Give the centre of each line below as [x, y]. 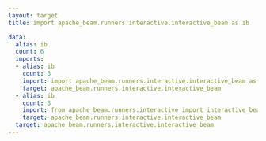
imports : [30, 59]
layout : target [33, 15]
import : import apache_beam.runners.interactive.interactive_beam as [140, 81]
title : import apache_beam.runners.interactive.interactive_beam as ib [129, 23]
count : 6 [30, 52]
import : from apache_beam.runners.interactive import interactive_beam [143, 110]
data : [17, 37]
